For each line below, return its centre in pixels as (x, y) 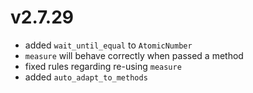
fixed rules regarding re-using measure (103, 66)
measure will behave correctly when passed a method (134, 55)
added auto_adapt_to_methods (86, 77)
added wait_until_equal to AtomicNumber (108, 45)
